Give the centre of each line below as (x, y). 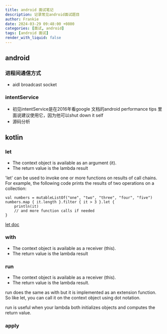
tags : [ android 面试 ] (27, 33)
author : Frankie (22, 19)
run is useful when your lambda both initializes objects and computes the (80, 307)
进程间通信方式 (23, 73)
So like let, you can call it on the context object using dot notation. (73, 298)
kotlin (14, 137)
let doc (12, 224)
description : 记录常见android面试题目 (42, 15)
